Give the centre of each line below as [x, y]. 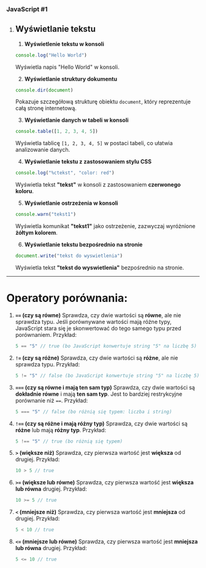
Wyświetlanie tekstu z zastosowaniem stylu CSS [88, 162]
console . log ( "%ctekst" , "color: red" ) [65, 173]
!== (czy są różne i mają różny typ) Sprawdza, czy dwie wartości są [101, 424]
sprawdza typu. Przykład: [48, 364]
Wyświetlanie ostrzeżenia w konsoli [71, 203]
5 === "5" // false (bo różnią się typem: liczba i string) [93, 412]
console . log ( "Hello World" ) [51, 55]
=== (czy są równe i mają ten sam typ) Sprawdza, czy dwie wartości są [105, 387]
